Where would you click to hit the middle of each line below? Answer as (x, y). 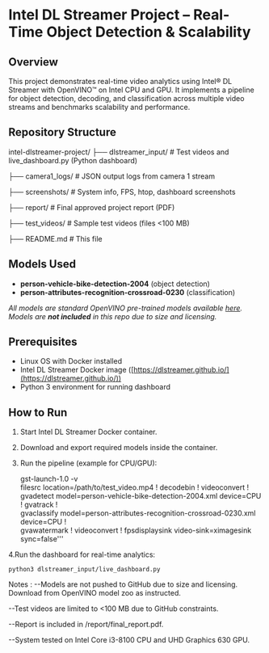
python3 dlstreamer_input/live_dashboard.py (84, 570)
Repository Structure (63, 132)
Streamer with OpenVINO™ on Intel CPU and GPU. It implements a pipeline (131, 90)
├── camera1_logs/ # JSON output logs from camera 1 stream (112, 176)
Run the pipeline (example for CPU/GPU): (88, 463)
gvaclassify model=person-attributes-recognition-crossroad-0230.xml (138, 513)
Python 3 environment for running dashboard (95, 387)
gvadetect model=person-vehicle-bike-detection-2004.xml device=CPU (141, 496)
